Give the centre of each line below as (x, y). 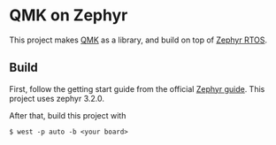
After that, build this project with (68, 115)
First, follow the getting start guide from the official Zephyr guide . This (137, 88)
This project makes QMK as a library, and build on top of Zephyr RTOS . (138, 40)
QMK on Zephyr (69, 15)
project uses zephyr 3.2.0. (57, 98)
